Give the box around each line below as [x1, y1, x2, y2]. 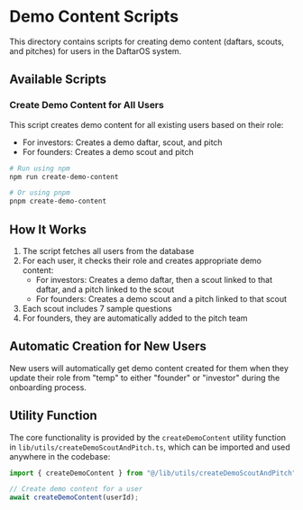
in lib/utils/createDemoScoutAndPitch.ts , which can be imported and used [9, 442, 290, 452]
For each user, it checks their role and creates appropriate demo [22, 255, 262, 266]
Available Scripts [9, 72, 106, 87]
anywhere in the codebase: [9, 451, 111, 461]
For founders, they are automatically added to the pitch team [22, 313, 248, 323]
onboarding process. [9, 381, 87, 393]
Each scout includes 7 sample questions [22, 303, 173, 314]
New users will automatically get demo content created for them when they [9, 362, 289, 373]
